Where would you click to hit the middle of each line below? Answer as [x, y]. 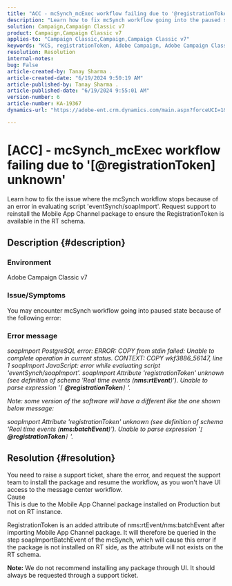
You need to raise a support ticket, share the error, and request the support [114, 475]
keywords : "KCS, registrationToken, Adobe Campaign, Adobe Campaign [108, 46]
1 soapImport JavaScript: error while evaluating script [84, 365]
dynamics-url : [28, 110]
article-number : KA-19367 [44, 104]
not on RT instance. [35, 511]
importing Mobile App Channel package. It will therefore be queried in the [112, 532]
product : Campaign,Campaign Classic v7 [65, 33]
